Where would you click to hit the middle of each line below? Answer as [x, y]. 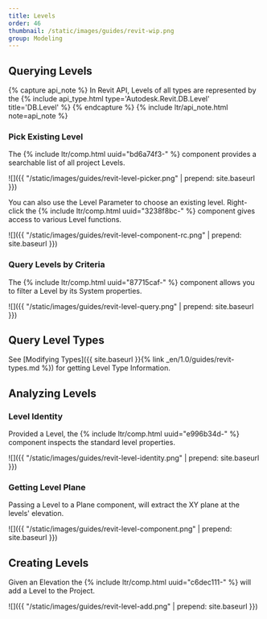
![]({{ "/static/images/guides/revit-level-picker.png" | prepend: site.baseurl [132, 179]
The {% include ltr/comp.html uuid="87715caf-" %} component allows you [131, 282]
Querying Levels [50, 70]
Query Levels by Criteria [57, 265]
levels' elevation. [36, 514]
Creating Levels [49, 563]
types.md [24, 368]
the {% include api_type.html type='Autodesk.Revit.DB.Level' [109, 99]
